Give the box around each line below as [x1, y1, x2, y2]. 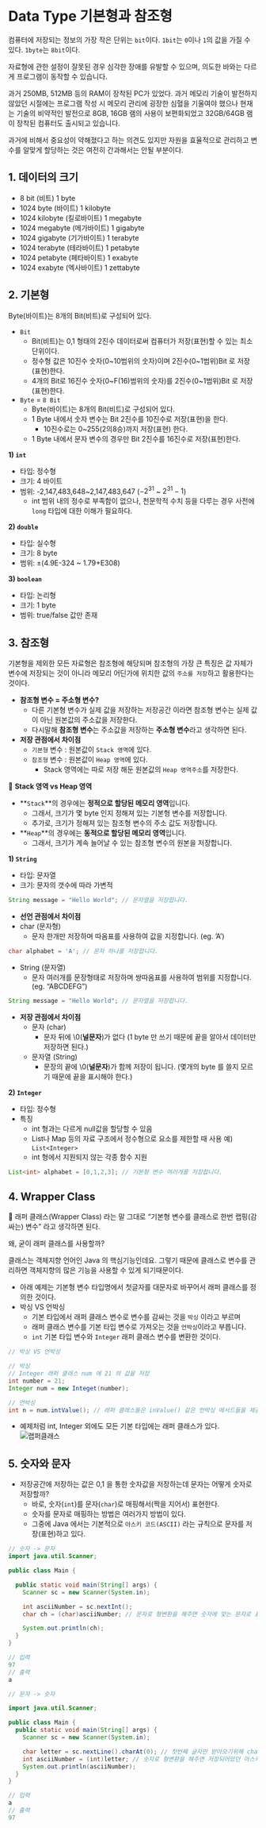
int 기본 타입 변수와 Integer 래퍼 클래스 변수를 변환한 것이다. [31, 1332, 222, 1342]
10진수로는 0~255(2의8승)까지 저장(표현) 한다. [43, 424, 188, 434]
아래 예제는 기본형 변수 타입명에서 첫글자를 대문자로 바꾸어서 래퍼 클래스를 [19, 1282, 249, 1292]
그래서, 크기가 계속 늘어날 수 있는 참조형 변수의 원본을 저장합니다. [31, 839, 232, 848]
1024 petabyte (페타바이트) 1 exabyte [19, 253, 139, 262]
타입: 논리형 [19, 591, 57, 600]
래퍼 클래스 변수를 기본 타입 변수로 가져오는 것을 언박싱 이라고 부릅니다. [31, 1322, 247, 1332]
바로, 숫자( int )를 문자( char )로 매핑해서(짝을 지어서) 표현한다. [31, 1499, 220, 1509]
